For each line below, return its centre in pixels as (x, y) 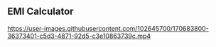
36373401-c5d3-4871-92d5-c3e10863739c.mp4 (79, 36)
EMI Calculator (40, 12)
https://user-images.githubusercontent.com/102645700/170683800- (108, 28)
